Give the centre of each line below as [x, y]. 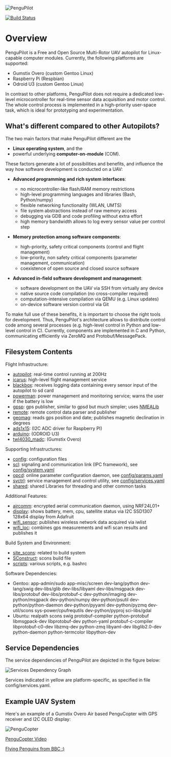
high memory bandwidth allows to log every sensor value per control [93, 221]
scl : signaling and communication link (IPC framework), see [75, 464]
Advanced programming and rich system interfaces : [69, 179]
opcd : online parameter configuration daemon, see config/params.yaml [88, 475]
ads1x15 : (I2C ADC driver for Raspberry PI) [57, 428]
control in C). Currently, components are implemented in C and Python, [91, 330]
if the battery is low [33, 401]
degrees [21, 423]
